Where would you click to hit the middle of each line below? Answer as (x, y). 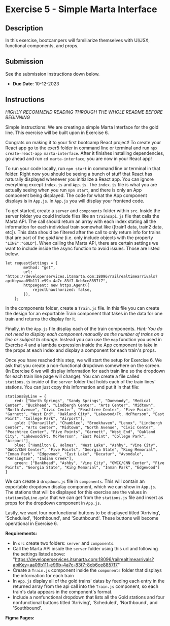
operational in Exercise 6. (32, 523)
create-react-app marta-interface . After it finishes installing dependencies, (85, 153)
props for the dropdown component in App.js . (53, 503)
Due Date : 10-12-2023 (36, 84)
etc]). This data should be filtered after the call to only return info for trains (83, 232)
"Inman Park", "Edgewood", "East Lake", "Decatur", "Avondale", (75, 454)
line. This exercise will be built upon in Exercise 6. (57, 133)
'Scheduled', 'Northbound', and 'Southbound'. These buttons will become (82, 518)
